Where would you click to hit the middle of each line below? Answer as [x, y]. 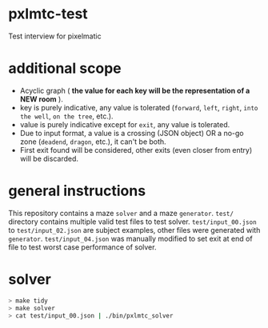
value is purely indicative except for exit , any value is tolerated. [125, 124]
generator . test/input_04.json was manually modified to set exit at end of [131, 238]
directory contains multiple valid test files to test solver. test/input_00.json [133, 222]
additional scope [65, 68]
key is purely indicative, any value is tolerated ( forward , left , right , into [139, 107]
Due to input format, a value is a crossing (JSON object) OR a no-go [132, 133]
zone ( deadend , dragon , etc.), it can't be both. [93, 142]
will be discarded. [49, 158]
